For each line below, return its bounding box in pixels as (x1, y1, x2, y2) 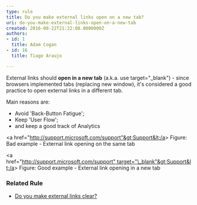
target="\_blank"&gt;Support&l (117, 158, 191, 165)
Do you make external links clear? (14, 192, 98, 199)
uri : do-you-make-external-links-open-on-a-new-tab (6, 20, 136, 25)
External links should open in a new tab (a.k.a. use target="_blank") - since (6, 74, 189, 81)
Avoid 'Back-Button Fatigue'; (14, 110, 85, 117)
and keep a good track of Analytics (14, 122, 101, 129)
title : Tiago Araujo (11, 53, 62, 59)
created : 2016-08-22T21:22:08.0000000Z (6, 25, 105, 31)
